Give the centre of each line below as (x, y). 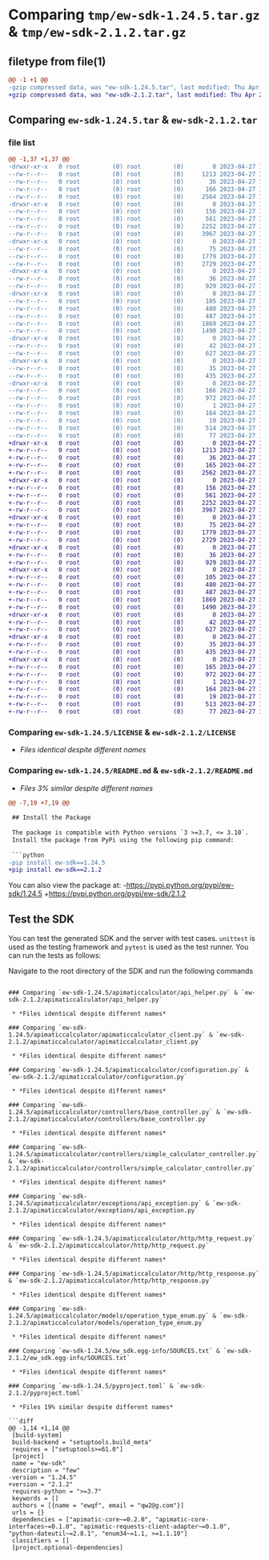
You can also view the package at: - (67, 886)
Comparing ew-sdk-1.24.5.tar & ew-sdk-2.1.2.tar (133, 120)
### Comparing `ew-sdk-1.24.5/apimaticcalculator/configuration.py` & (128, 1070)
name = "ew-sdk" (39, 1464)
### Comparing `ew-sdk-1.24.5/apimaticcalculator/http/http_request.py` (132, 1239)
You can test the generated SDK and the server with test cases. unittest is (132, 939)
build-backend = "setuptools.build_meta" (82, 1443)
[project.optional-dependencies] (68, 1548)
